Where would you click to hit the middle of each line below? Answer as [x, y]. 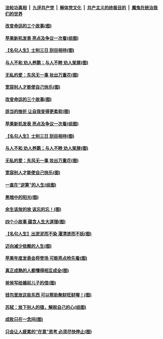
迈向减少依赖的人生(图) [28, 246]
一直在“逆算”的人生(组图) [31, 185]
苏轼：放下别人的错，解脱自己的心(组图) [46, 307]
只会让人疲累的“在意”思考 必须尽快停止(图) [49, 332]
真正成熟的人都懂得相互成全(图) [37, 271]
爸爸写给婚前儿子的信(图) [31, 283]
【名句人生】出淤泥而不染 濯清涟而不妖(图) [48, 234]
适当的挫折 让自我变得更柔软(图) [38, 112]
